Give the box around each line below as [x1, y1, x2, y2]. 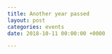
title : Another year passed [7, 10, 90, 18]
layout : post [7, 17, 46, 24]
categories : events [7, 23, 65, 30]
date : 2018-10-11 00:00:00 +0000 [7, 29, 106, 37]
